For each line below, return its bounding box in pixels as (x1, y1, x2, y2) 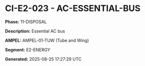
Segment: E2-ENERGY (5, 47, 51, 53)
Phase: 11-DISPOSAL (5, 19, 47, 25)
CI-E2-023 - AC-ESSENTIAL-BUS (5, 3, 141, 14)
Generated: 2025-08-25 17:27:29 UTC (5, 56, 82, 62)
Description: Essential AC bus (5, 28, 65, 34)
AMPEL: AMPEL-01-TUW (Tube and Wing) (5, 37, 89, 43)
